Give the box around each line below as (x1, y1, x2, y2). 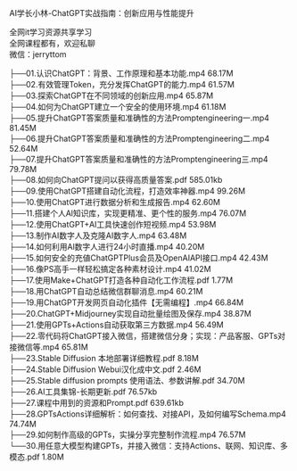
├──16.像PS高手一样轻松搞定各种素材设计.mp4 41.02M (9, 264, 211, 274)
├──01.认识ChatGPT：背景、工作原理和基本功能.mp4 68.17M (9, 68, 234, 78)
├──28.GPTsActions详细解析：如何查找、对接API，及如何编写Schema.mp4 (9, 409, 287, 419)
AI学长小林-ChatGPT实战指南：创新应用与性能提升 (9, 8, 194, 18)
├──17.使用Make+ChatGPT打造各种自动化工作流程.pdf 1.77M (9, 275, 234, 285)
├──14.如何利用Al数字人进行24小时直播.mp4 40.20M (9, 242, 205, 252)
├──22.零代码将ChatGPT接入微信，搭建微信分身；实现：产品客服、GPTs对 (9, 331, 286, 341)
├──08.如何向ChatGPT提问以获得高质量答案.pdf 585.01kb (9, 175, 223, 185)
